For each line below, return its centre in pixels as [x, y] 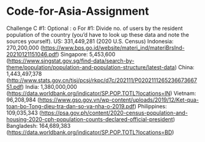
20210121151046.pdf [32, 54]
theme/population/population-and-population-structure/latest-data [91, 67]
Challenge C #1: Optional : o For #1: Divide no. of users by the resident [95, 28]
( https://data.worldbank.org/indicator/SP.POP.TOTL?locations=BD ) [90, 132]
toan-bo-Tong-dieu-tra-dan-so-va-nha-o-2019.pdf [70, 106]
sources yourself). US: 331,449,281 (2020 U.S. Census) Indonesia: [90, 41]
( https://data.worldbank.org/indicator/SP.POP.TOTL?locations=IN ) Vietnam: [101, 93]
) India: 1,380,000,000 [50, 86]
